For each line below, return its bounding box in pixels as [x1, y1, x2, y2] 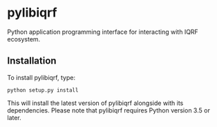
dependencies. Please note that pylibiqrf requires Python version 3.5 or [7, 106, 211, 115]
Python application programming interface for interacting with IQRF [7, 28, 198, 36]
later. [7, 113, 22, 121]
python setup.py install [7, 86, 79, 94]
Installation [7, 55, 57, 67]
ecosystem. [7, 35, 41, 43]
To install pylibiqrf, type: [7, 73, 76, 81]
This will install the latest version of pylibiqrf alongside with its [7, 99, 184, 107]
